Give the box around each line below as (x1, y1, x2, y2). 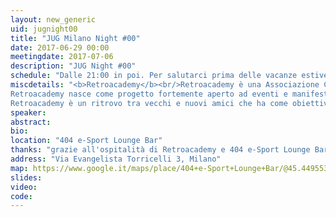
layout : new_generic (10, 14, 97, 25)
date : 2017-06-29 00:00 (10, 42, 110, 53)
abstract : (10, 117, 52, 127)
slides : (10, 172, 43, 183)
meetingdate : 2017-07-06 (10, 52, 114, 62)
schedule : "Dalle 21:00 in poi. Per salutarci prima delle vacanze (10, 71, 298, 81)
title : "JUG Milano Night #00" (10, 33, 141, 43)
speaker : (10, 107, 47, 118)
